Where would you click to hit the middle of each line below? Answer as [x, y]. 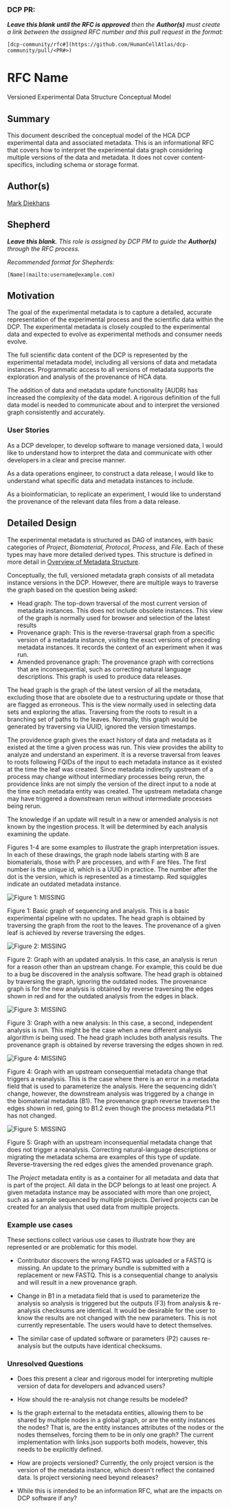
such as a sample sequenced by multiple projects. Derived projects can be [113, 1199]
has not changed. [32, 1115]
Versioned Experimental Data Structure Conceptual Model [89, 97]
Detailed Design [42, 523]
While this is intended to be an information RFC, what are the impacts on [119, 1491]
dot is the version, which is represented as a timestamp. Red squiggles [107, 876]
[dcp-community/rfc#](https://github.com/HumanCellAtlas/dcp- [98, 45]
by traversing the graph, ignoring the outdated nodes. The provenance [107, 981]
